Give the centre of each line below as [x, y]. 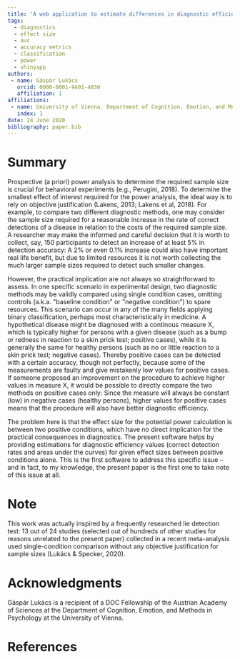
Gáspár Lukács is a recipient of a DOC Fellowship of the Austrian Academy [117, 603]
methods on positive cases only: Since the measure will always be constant [119, 393]
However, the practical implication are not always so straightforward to [111, 279]
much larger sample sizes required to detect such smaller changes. [106, 266]
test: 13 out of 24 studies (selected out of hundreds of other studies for [112, 531]
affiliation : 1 [39, 94]
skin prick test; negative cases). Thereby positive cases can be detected [114, 355]
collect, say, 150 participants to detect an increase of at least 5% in [106, 243]
